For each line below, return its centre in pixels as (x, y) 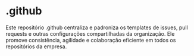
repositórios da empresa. (36, 46)
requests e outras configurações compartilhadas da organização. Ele (90, 33)
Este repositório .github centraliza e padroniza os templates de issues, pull (97, 27)
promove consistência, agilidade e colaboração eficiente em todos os (91, 40)
